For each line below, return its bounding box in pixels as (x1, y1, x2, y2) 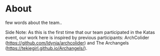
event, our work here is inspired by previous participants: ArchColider (5, 34, 149, 40)
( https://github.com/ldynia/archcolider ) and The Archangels (5, 39, 129, 45)
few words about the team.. (5, 19, 62, 25)
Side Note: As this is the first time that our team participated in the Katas (5, 29, 155, 35)
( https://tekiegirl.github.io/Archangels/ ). (5, 45, 88, 51)
